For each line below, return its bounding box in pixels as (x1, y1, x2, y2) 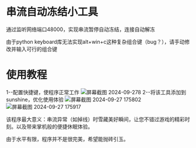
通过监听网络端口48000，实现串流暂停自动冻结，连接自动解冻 (6, 26, 156, 33)
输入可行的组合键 (16, 45, 57, 53)
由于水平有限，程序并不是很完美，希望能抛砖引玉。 (6, 135, 129, 142)
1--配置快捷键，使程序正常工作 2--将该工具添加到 (6, 88, 187, 95)
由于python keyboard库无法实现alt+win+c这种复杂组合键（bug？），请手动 (6, 38, 185, 45)
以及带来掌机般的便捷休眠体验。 (16, 123, 93, 130)
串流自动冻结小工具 (6, 5, 99, 19)
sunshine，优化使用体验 (6, 96, 64, 103)
